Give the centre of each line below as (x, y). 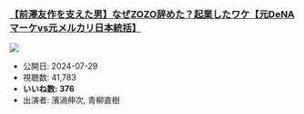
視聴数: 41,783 (50, 78)
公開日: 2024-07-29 (60, 66)
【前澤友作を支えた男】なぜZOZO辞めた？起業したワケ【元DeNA (152, 14)
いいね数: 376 (48, 89)
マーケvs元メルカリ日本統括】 (76, 27)
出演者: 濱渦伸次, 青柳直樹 (71, 100)
